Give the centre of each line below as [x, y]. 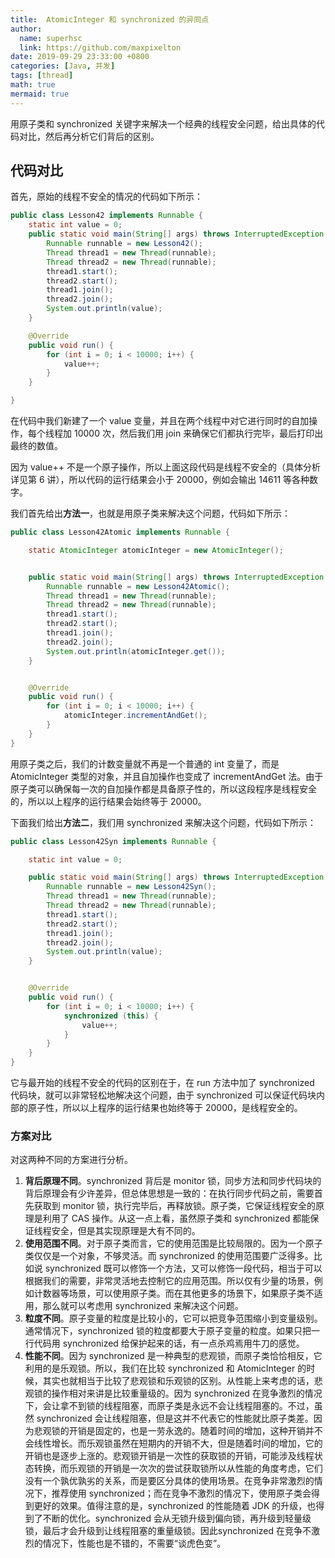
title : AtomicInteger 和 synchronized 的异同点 [110, 19]
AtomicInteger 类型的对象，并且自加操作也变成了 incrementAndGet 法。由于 [167, 776]
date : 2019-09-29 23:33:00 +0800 [80, 57]
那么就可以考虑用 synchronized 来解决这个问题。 [143, 1306]
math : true [33, 85]
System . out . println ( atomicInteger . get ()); [136, 651]
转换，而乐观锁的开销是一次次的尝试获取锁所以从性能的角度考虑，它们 [178, 1468]
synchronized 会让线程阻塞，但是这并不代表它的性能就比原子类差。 [175, 1418]
